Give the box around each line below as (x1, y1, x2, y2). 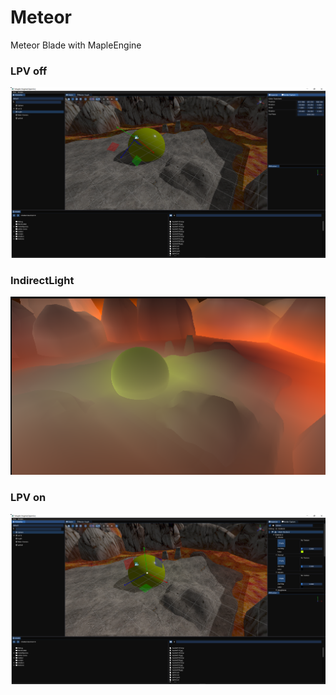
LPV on (10, 491, 47, 505)
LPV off (10, 64, 48, 78)
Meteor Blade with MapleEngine (10, 39, 142, 51)
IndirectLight (10, 273, 75, 287)
